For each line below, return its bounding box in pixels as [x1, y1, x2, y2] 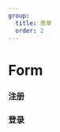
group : [8, 11, 30, 20]
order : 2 [15, 26, 44, 34]
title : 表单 [15, 19, 53, 27]
